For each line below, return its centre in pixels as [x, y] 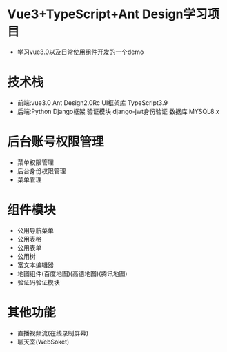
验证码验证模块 [38, 282]
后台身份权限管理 [41, 170]
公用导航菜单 [35, 230]
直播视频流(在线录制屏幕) [53, 333]
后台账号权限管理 [56, 142]
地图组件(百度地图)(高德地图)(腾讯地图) [72, 273]
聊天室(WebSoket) [43, 342]
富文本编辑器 [35, 265]
